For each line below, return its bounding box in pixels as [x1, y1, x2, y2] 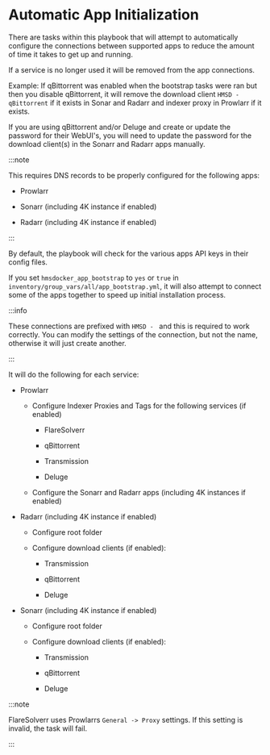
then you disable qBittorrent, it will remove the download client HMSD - [8, 89, 239, 98]
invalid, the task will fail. [8, 724, 88, 733]
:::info [8, 305, 27, 315]
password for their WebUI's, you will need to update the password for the [8, 131, 252, 140]
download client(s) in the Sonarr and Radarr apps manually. [8, 139, 206, 148]
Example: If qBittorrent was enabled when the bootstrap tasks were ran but [8, 81, 258, 90]
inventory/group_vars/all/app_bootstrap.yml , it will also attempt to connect [8, 281, 262, 291]
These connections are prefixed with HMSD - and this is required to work [8, 321, 250, 331]
